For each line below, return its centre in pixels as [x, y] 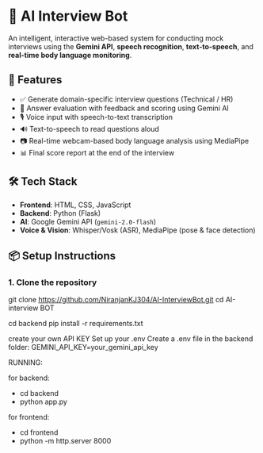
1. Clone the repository [53, 282]
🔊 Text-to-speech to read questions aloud [90, 129]
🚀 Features [35, 80]
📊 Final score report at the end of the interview [97, 152]
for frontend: [29, 417]
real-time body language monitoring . [70, 55]
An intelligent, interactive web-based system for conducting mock [116, 38]
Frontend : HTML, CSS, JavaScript [75, 205]
